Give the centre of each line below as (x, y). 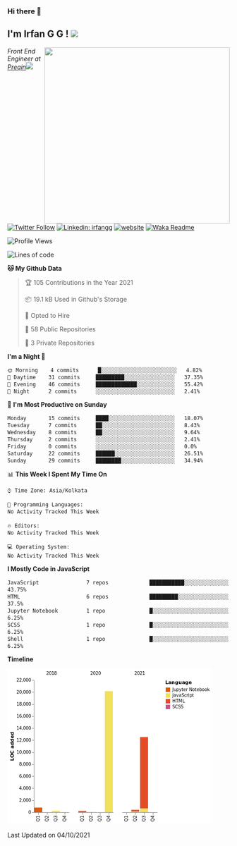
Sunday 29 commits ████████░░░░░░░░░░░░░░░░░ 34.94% (105, 460)
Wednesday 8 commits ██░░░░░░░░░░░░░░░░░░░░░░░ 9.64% (104, 432)
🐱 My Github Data (35, 268)
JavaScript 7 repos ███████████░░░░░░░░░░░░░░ (118, 582)
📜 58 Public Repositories (60, 329)
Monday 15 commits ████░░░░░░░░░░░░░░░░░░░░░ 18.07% (105, 418)
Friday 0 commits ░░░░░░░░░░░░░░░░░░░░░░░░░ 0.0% (102, 446)
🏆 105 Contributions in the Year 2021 (79, 282)
